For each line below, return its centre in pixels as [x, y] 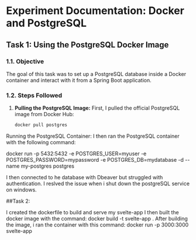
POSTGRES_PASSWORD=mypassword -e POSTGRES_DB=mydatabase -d [95, 160]
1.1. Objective [25, 61]
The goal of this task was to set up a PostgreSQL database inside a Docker [96, 74]
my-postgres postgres [48, 166]
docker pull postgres [41, 125]
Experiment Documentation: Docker [95, 11]
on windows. [21, 190]
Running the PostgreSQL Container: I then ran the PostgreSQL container [93, 136]
